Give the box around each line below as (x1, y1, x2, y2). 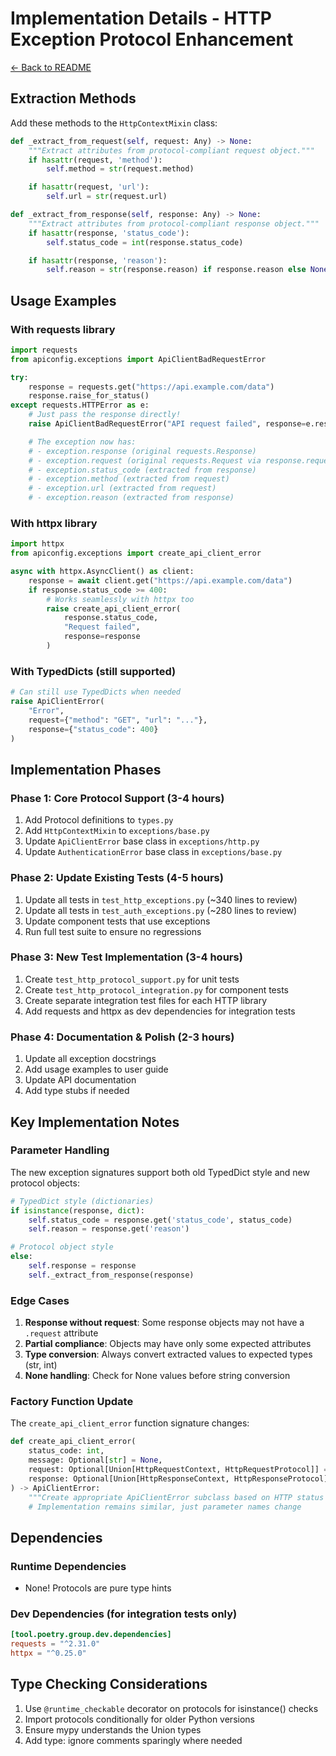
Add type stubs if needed (24, 1085, 130, 1097)
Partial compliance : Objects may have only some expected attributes (24, 1338, 312, 1350)
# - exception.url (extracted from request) (28, 483, 217, 494)
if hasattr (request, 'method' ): (28, 155, 163, 165)
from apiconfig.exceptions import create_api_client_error (10, 548, 262, 559)
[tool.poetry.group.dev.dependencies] (10, 1630, 172, 1640)
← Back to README (10, 61, 92, 73)
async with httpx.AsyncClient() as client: (10, 567, 195, 577)
